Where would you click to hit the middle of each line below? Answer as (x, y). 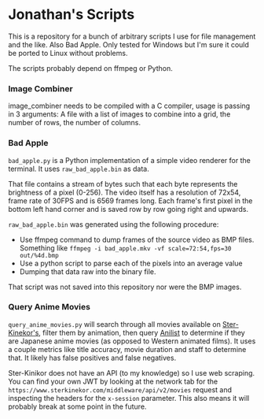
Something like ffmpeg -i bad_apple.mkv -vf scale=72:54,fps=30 (125, 248)
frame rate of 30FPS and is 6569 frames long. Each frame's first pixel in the (130, 200)
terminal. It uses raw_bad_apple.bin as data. (79, 169)
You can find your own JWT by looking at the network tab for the (113, 381)
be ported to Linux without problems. (68, 53)
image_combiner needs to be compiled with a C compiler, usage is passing (129, 106)
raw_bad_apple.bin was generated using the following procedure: (114, 224)
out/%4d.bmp (39, 255)
